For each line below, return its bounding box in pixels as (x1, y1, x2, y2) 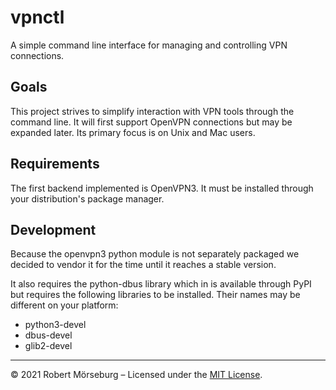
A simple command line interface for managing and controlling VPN (10, 39, 288, 51)
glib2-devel (24, 340, 73, 352)
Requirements (10, 156, 100, 173)
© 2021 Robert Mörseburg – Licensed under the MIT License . (10, 369, 263, 381)
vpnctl (10, 6, 65, 29)
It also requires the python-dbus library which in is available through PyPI (10, 278, 312, 290)
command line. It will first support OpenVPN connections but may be (10, 116, 293, 128)
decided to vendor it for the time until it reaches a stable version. (10, 259, 277, 271)
